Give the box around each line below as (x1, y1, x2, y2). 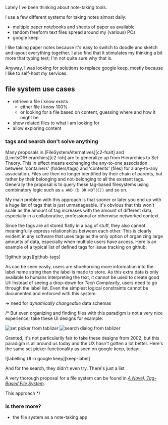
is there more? (5, 403, 41, 410)
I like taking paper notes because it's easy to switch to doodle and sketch (5, 44, 158, 50)
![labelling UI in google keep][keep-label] (5, 356, 90, 362)
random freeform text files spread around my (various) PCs (12, 29, 136, 35)
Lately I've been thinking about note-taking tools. (5, 5, 107, 10)
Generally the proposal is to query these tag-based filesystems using (5, 181, 149, 187)
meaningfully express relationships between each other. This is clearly (5, 228, 152, 234)
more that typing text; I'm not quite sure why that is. (5, 55, 113, 61)
